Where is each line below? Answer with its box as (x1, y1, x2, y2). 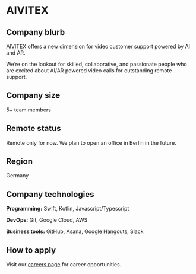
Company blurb (6, 27, 65, 37)
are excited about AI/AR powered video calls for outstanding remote (6, 67, 172, 74)
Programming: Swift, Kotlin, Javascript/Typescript (6, 205, 129, 212)
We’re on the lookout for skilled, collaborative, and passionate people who (6, 60, 187, 68)
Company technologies (6, 189, 94, 199)
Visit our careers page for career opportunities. (6, 261, 122, 268)
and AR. (6, 49, 26, 56)
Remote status (6, 123, 61, 133)
